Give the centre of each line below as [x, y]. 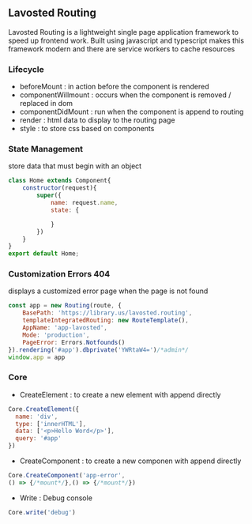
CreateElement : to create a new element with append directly [120, 394]
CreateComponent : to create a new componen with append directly [130, 461]
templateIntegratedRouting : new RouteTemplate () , [106, 320]
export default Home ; [44, 254]
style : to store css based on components [87, 129]
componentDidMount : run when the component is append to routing [132, 112]
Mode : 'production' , [56, 335]
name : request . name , [84, 203]
